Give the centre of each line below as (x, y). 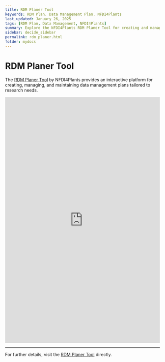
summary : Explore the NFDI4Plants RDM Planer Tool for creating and (77, 28)
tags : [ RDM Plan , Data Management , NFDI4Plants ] (56, 23)
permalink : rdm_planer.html (34, 37)
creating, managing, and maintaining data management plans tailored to (78, 85)
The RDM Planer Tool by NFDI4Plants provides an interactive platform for (79, 80)
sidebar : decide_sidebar (30, 32)
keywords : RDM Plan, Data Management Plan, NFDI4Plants (63, 14)
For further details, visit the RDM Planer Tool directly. (58, 354)
